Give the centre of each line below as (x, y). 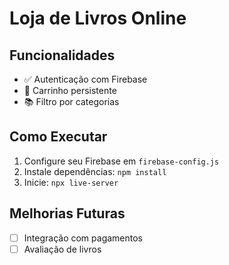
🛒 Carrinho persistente (70, 90)
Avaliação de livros (62, 249)
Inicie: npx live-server (71, 182)
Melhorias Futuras (67, 213)
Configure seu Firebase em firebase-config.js (121, 161)
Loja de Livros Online (98, 18)
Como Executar (58, 137)
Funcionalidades (62, 55)
